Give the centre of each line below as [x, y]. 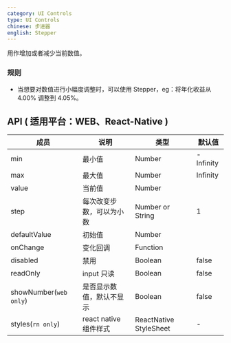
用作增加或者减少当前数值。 [46, 53]
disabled [24, 260]
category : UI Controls [40, 13]
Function [149, 247]
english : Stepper [32, 33]
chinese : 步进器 [29, 26]
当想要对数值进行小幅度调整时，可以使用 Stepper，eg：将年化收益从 [114, 89]
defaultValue [31, 235]
